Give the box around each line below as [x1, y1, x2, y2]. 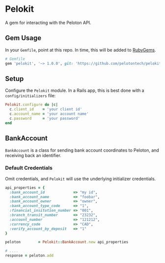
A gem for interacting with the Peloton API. [5, 20, 91, 26]
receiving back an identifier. [5, 152, 61, 158]
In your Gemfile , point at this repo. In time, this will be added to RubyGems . [5, 47, 156, 53]
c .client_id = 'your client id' [9, 107, 82, 112]
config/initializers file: [5, 93, 56, 99]
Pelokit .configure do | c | [5, 102, 58, 107]
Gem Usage [5, 34, 42, 42]
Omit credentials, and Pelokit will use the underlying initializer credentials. [5, 176, 156, 182]
